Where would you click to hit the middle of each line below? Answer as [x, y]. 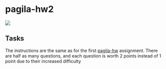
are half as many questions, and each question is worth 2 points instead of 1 [83, 55]
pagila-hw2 [29, 9]
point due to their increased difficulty [43, 61]
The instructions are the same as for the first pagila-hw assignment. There [82, 50]
